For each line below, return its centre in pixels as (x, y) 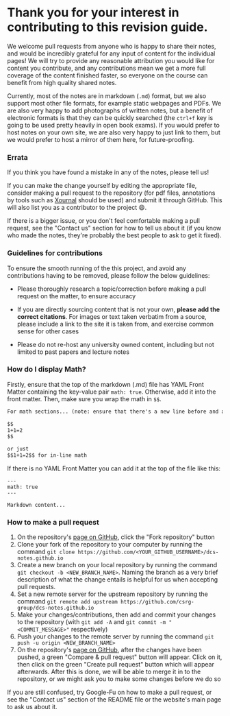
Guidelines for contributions (55, 253)
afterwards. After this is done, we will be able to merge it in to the (109, 672)
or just (18, 449)
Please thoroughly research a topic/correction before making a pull (112, 289)
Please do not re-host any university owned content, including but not (115, 344)
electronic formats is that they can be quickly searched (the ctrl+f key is (110, 117)
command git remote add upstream (67, 601)
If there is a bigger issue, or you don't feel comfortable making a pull (104, 221)
